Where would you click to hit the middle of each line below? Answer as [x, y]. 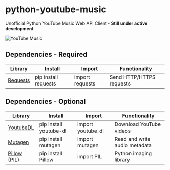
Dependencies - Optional [46, 101]
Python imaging [133, 153]
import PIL [90, 156]
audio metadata [133, 145]
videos [123, 131]
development [19, 28]
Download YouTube [138, 124]
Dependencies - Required [46, 54]
